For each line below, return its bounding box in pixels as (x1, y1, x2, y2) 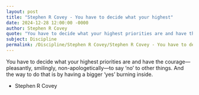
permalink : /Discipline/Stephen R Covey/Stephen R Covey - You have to (6, 42, 187, 48)
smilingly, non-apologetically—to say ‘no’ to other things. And (33, 64, 184, 71)
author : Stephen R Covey (6, 25, 68, 31)
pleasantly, (6, 64, 33, 71)
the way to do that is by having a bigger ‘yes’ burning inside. (6, 71, 153, 78)
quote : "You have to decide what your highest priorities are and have (6, 31, 187, 37)
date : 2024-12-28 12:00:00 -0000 (6, 20, 89, 26)
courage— (165, 58, 191, 65)
